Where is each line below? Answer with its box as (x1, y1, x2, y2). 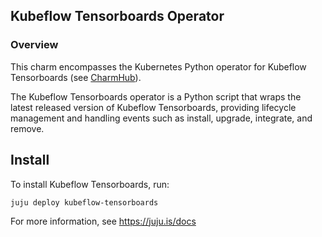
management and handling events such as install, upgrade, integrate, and (10, 112, 313, 124)
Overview (10, 38, 59, 52)
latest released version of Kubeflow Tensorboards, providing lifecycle (10, 101, 297, 113)
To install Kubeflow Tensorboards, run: (10, 178, 170, 190)
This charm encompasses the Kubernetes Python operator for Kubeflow (10, 60, 307, 73)
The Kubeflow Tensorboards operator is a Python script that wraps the (10, 90, 302, 103)
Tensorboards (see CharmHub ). (10, 71, 142, 83)
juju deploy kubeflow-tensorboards (10, 197, 159, 208)
